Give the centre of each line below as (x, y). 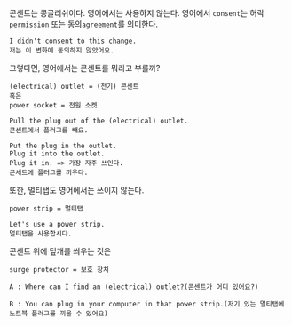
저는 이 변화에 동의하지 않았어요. (62, 51)
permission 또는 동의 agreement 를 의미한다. (83, 24)
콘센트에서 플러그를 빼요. (49, 131)
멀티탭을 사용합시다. (41, 234)
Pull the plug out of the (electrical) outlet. (99, 121)
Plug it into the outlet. (57, 154)
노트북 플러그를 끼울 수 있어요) (59, 314)
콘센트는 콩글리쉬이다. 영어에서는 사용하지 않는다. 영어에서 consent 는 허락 (137, 13)
